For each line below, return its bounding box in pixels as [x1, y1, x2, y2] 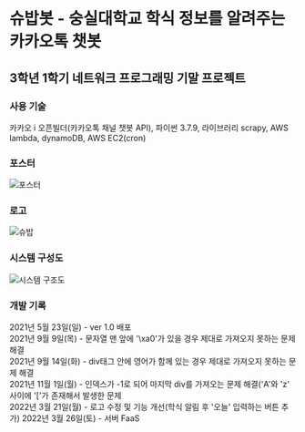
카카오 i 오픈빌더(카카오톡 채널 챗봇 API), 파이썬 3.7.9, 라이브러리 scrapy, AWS [9, 122, 289, 133]
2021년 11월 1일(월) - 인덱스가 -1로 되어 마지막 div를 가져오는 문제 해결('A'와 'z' [9, 379, 290, 390]
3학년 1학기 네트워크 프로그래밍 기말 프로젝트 [9, 70, 246, 86]
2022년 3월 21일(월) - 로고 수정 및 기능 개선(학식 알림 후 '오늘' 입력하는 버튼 [9, 402, 280, 413]
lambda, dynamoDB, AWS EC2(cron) [9, 132, 147, 143]
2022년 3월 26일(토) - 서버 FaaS [21, 413, 140, 424]
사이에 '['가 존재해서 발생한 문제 [9, 390, 122, 401]
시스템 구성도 [9, 252, 64, 264]
